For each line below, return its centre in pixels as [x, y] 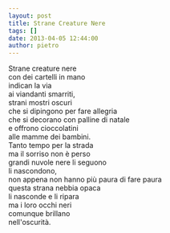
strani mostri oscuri [40, 103]
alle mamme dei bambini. [50, 137]
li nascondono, [33, 171]
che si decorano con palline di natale [69, 120]
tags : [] [23, 31]
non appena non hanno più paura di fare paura [85, 180]
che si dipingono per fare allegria [63, 111]
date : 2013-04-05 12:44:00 [53, 38]
